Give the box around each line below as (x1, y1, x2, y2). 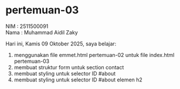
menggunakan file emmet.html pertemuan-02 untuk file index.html (13, 51, 175, 58)
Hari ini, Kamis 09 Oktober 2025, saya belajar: (5, 40, 117, 47)
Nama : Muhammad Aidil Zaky (5, 29, 79, 35)
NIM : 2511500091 (5, 23, 49, 30)
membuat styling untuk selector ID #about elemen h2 (13, 76, 143, 83)
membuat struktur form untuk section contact (13, 63, 124, 70)
